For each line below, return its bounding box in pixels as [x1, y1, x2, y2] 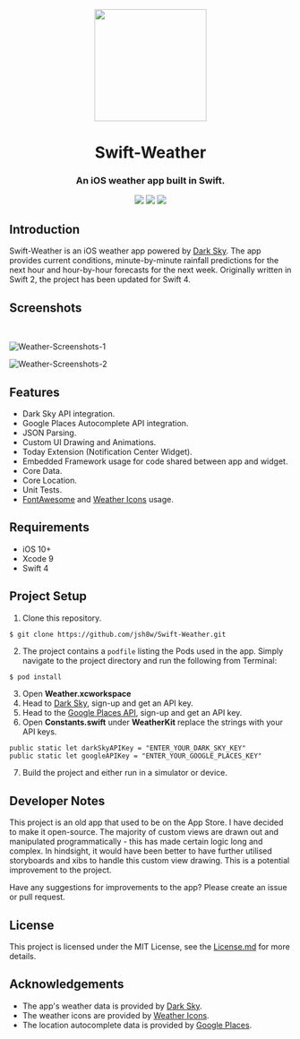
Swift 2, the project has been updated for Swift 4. [9, 274, 191, 285]
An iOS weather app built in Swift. [75, 175, 226, 187]
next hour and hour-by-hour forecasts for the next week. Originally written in [9, 264, 292, 276]
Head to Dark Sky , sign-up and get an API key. [21, 698, 194, 708]
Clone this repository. [21, 613, 102, 623]
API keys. [21, 726, 57, 737]
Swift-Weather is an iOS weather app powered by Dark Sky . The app [9, 245, 261, 256]
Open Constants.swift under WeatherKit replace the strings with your [21, 717, 284, 728]
